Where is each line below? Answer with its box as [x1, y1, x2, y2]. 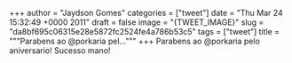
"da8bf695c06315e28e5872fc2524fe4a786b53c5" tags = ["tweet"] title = [9, 27, 280, 36]
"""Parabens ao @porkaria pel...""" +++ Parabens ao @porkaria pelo [9, 35, 260, 46]
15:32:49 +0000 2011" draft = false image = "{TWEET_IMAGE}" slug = [9, 17, 264, 28]
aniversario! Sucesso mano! [9, 45, 111, 56]
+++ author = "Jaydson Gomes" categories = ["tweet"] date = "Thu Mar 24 [9, 8, 284, 18]
